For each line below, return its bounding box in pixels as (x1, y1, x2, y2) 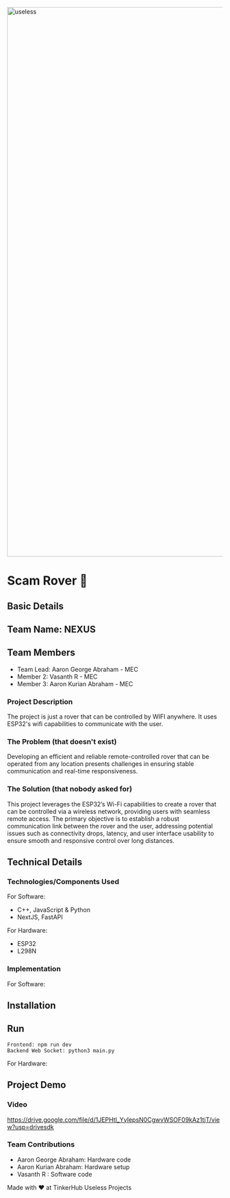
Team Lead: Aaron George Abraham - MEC (16, 665, 138, 673)
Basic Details (7, 600, 64, 612)
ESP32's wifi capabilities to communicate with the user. (7, 720, 164, 728)
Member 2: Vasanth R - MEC (16, 673, 98, 681)
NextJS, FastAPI (16, 913, 63, 921)
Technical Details (7, 857, 83, 868)
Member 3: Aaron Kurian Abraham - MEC (16, 679, 133, 688)
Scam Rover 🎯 (7, 573, 88, 589)
